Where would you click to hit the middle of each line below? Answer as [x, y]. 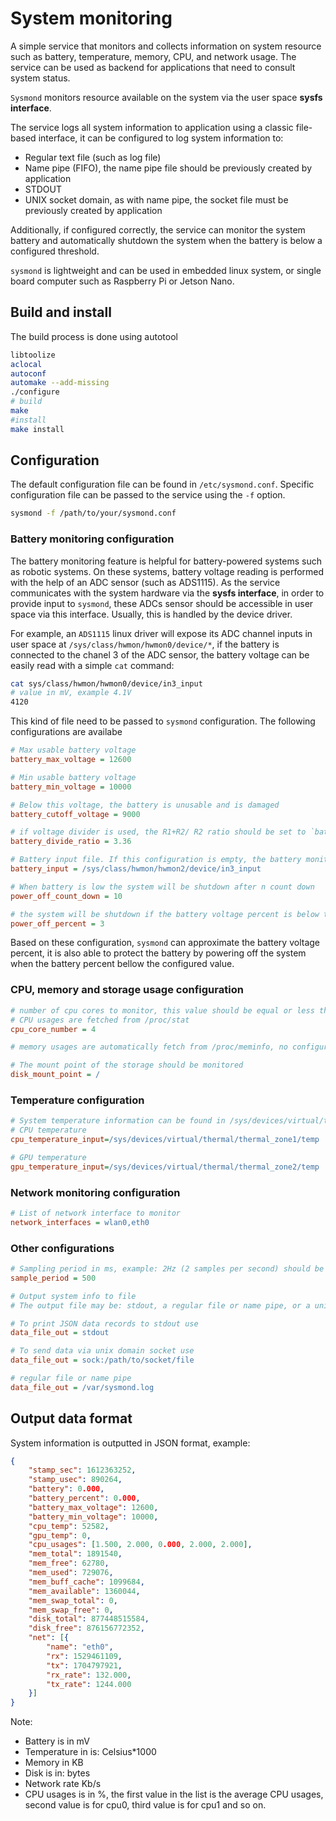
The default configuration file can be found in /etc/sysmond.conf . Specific [162, 484]
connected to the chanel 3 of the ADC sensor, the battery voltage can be [160, 654]
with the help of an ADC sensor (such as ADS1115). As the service [145, 582]
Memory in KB [54, 1763]
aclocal [26, 364]
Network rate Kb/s [63, 1784]
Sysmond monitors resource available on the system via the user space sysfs [166, 97]
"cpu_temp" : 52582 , [69, 1526]
